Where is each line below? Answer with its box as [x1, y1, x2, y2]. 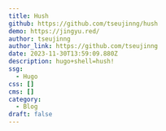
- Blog [15, 103, 38, 111]
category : [8, 95, 42, 103]
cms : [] [8, 87, 35, 96]
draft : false [8, 111, 53, 119]
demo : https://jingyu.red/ [8, 27, 100, 35]
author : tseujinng [8, 34, 71, 43]
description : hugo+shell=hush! [8, 58, 115, 66]
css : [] [8, 80, 35, 88]
